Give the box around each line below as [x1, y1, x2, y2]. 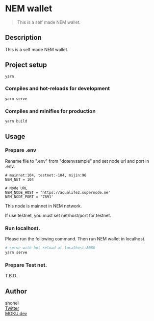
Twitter [5, 305, 20, 311]
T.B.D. [5, 273, 18, 279]
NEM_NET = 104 [5, 177, 34, 182]
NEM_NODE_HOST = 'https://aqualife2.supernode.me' [5, 190, 111, 195]
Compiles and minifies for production [5, 108, 96, 115]
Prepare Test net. [5, 262, 48, 268]
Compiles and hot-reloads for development [5, 85, 110, 92]
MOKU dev [5, 311, 27, 316]
